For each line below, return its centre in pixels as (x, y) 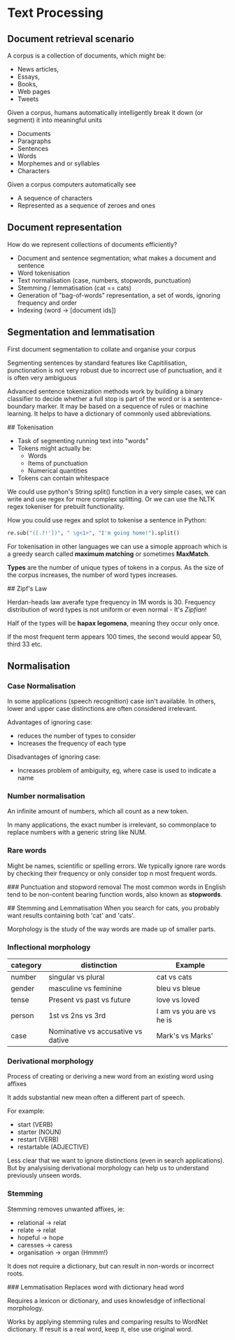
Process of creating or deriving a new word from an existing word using (111, 1076)
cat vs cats (174, 977)
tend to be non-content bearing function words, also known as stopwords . (115, 894)
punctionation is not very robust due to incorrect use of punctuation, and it (115, 370)
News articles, (38, 69)
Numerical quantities (58, 471)
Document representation (65, 228)
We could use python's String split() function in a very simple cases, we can (116, 492)
